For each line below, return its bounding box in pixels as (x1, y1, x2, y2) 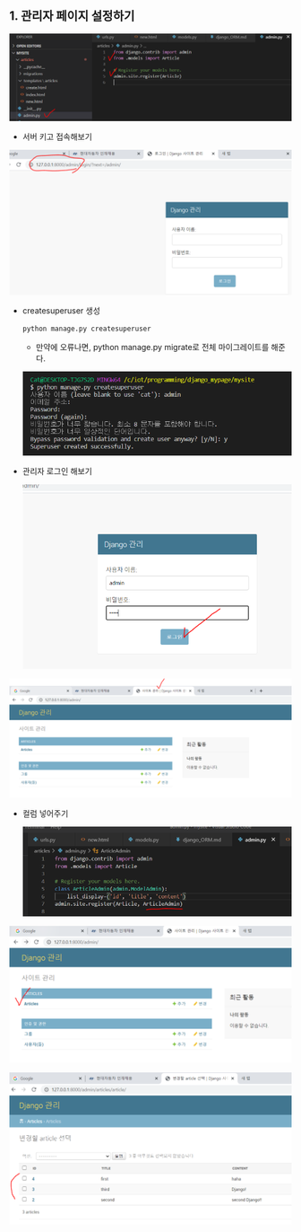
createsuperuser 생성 (21, 304, 101, 316)
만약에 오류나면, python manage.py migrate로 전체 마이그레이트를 (35, 341, 270, 352)
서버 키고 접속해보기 (21, 131, 92, 142)
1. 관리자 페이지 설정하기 (9, 8, 135, 24)
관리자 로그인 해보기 (21, 466, 92, 477)
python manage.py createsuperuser (21, 324, 151, 333)
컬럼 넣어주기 (21, 807, 69, 819)
